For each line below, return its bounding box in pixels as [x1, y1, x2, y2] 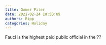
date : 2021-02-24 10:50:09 [5, 12, 61, 17]
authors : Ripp [5, 16, 35, 21]
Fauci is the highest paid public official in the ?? [5, 34, 102, 40]
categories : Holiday [5, 21, 48, 26]
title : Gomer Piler [5, 7, 45, 12]
